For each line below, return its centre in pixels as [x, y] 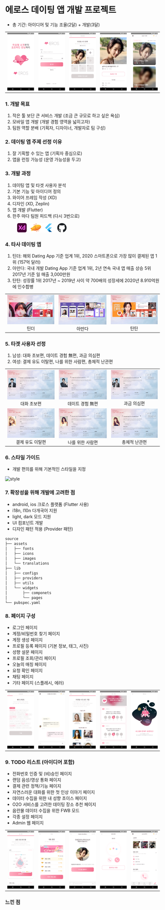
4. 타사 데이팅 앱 [23, 244]
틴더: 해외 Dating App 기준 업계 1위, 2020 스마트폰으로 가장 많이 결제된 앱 [83, 256]
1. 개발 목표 [17, 104]
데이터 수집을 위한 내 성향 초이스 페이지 [50, 798]
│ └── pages [24, 597]
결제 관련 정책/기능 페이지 [37, 786]
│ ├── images [21, 558]
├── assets [16, 543]
